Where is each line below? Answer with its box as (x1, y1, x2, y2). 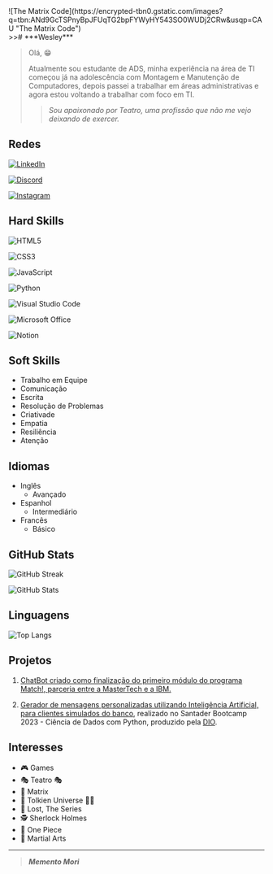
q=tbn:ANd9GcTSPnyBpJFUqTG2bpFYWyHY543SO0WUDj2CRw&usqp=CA (8, 15, 262, 24)
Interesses (8, 741, 63, 754)
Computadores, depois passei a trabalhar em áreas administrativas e (28, 81, 259, 90)
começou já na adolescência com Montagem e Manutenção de (28, 72, 240, 82)
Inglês (19, 481, 41, 491)
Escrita (19, 393, 44, 402)
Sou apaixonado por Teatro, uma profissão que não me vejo (48, 106, 252, 115)
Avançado (32, 489, 67, 499)
